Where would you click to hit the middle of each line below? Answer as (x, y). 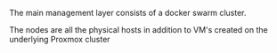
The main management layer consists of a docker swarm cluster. (128, 13)
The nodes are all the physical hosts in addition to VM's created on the (139, 30)
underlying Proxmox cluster (60, 39)
